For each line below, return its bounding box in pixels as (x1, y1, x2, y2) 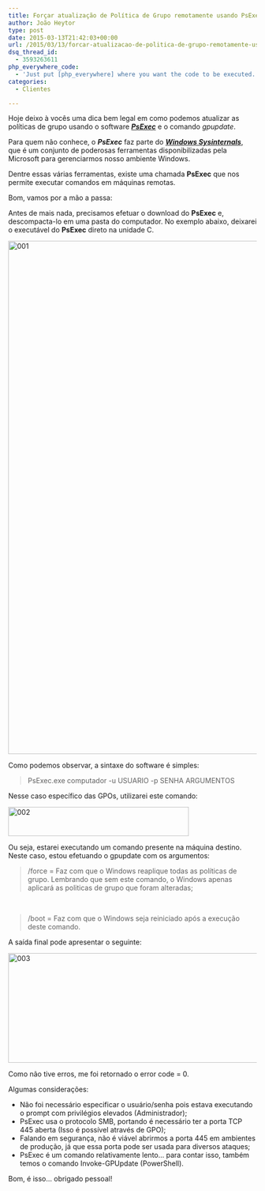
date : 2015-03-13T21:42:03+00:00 (8, 33, 118, 42)
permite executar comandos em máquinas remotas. (8, 178, 176, 187)
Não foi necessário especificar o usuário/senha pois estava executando (19, 1100, 253, 1110)
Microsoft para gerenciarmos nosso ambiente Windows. (8, 154, 191, 164)
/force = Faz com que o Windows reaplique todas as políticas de (27, 866, 237, 876)
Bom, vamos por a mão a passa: (8, 193, 113, 202)
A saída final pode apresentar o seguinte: (8, 937, 142, 947)
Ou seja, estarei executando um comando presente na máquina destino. (8, 842, 242, 852)
